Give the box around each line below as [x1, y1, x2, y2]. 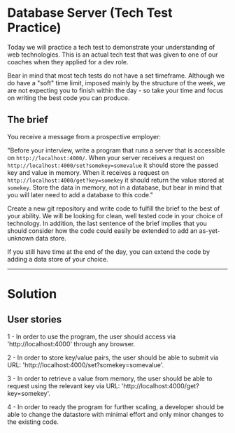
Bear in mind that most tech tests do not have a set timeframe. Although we [7, 71, 225, 80]
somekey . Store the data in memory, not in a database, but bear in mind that [7, 183, 222, 192]
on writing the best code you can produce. [7, 93, 130, 102]
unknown [7, 234, 34, 242]
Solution [7, 285, 57, 301]
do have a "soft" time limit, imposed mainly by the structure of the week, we [7, 78, 226, 87]
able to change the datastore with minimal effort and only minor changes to [7, 410, 224, 418]
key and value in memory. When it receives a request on [7, 168, 169, 176]
